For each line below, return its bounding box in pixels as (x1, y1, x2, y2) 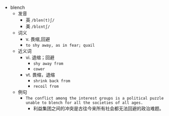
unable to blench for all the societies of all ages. (25, 100, 143, 105)
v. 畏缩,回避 (25, 36, 50, 42)
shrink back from (33, 79, 70, 84)
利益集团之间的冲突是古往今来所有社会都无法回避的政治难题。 (33, 105, 164, 111)
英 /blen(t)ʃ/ (25, 17, 55, 23)
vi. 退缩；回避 (25, 54, 55, 61)
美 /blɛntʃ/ (25, 23, 50, 29)
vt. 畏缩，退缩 (25, 72, 55, 78)
